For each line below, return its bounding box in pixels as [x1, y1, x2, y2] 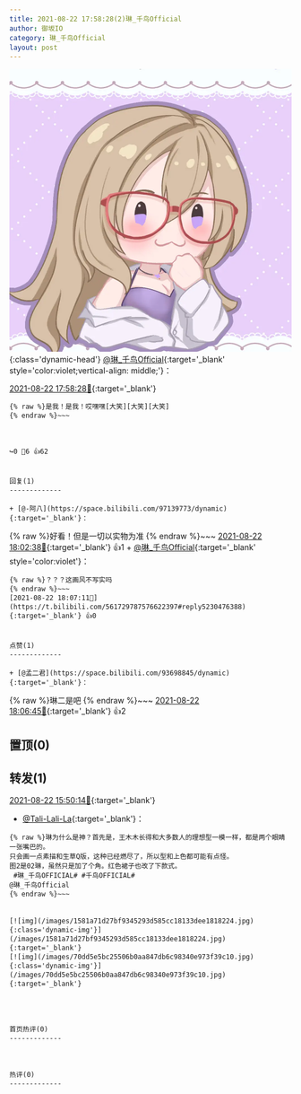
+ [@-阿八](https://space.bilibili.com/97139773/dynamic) [9, 504, 228, 513]
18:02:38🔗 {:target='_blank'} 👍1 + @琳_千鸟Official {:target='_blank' [9, 542, 256, 553]
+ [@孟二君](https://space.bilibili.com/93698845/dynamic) [9, 669, 230, 678]
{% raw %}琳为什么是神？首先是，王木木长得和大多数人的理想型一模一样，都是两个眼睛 [9, 833, 286, 843]
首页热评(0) [9, 1025, 49, 1034]
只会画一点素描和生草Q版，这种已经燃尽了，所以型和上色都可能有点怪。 [9, 853, 234, 862]
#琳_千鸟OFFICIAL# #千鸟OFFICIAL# [13, 871, 136, 880]
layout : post [9, 43, 58, 52]
